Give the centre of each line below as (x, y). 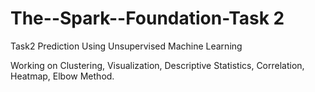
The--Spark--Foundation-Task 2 (147, 18)
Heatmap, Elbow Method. (62, 76)
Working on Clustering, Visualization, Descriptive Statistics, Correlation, (157, 65)
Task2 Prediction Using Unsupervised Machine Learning (126, 46)
